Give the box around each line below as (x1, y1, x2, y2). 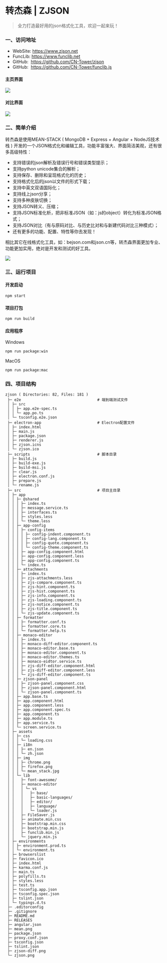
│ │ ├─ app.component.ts (7, 712, 59, 717)
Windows (5, 339, 25, 345)
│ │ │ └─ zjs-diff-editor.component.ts (7, 672, 91, 677)
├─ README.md (7, 913, 35, 918)
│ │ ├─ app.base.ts (7, 694, 49, 699)
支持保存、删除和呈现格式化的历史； (12, 172, 88, 178)
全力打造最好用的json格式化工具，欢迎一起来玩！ (17, 23, 119, 29)
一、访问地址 (5, 36, 37, 43)
